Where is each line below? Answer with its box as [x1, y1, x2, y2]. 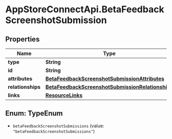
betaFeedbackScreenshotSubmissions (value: [12, 123, 104, 129]
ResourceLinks [45, 92, 83, 99]
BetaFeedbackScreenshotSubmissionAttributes [45, 75, 165, 82]
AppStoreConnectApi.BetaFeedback [5, 4, 165, 15]
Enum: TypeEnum [5, 109, 63, 118]
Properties [5, 35, 40, 43]
